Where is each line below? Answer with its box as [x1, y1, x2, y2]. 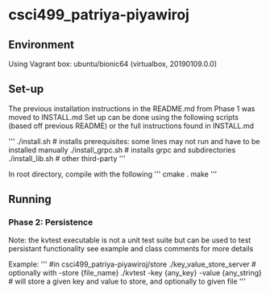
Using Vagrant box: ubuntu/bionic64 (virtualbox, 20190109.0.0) [8, 59, 218, 68]
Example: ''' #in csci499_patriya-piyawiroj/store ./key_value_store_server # [8, 259, 256, 269]
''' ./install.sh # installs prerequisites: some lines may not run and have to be [8, 136, 260, 146]
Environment [8, 38, 75, 52]
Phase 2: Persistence [8, 217, 93, 228]
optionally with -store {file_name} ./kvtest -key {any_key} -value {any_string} [8, 267, 262, 277]
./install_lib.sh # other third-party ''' [8, 153, 127, 163]
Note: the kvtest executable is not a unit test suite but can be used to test [8, 235, 251, 245]
